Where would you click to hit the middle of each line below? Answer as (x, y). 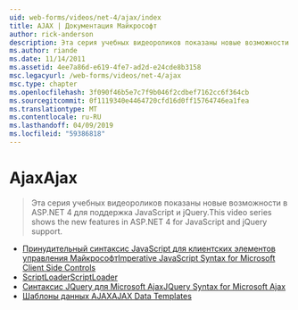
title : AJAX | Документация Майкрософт (83, 26)
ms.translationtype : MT (54, 109)
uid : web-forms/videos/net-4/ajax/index (86, 17)
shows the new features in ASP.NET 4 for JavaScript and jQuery (149, 222)
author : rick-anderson (51, 34)
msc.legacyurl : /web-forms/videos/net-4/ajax (95, 76)
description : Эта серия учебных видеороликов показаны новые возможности (149, 42)
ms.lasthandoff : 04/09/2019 (62, 126)
